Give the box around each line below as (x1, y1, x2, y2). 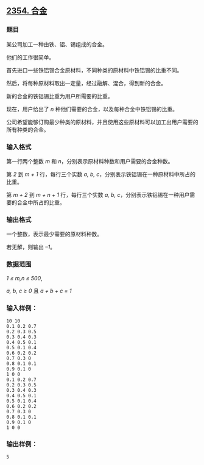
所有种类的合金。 (6, 126, 49, 133)
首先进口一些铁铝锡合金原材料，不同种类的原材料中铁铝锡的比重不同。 (6, 66, 183, 74)
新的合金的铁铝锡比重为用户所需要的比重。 (6, 92, 113, 99)
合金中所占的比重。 (16, 199, 65, 206)
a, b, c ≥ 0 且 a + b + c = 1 (6, 287, 72, 294)
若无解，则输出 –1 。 (6, 243, 56, 251)
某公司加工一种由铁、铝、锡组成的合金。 (6, 40, 108, 48)
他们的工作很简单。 (6, 54, 55, 61)
